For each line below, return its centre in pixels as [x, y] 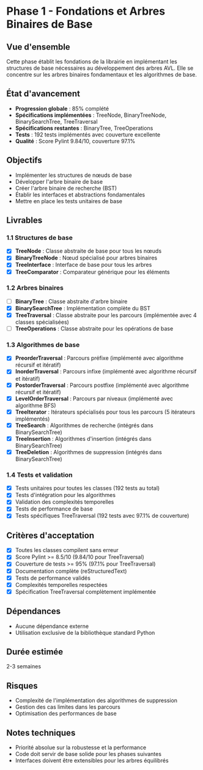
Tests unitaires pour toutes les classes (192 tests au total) [87, 488]
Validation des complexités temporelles [65, 502]
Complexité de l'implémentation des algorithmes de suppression [96, 701]
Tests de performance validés [53, 578]
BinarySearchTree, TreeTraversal [56, 121]
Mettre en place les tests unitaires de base [69, 201]
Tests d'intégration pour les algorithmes [65, 495]
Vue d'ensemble [38, 47]
